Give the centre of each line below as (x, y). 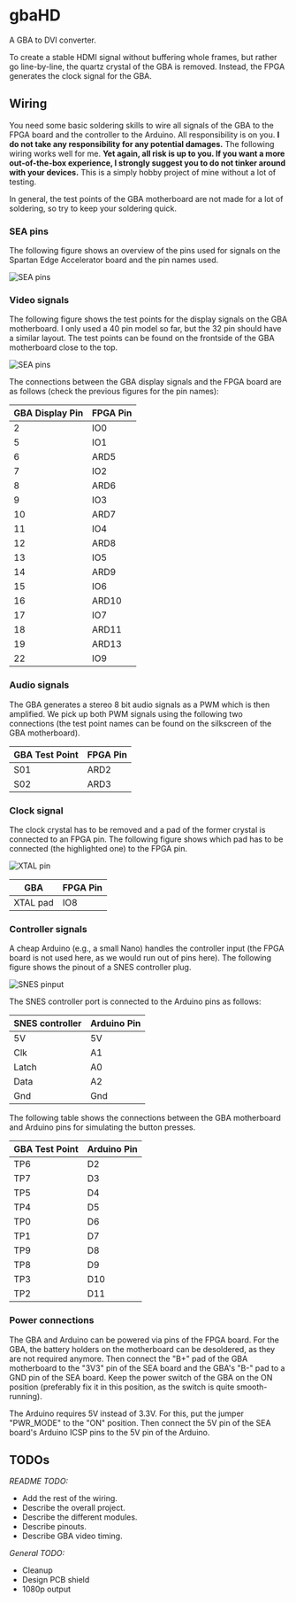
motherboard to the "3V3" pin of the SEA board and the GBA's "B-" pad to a (147, 1368)
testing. (23, 182)
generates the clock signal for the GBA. (81, 75)
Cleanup (37, 1570)
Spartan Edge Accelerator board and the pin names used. (114, 260)
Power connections (52, 1320)
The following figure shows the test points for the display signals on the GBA (148, 319)
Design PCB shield (56, 1580)
